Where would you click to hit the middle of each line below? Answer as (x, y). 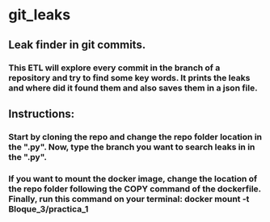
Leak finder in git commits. (77, 45)
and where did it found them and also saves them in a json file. (133, 88)
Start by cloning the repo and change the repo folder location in (135, 136)
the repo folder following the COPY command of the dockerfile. (135, 189)
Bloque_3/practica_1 (49, 209)
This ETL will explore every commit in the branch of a (114, 68)
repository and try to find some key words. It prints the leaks (129, 77)
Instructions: (42, 113)
